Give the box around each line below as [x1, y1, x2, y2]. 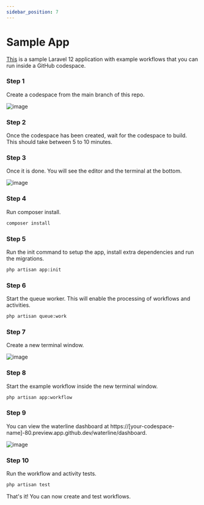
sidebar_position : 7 [6, 9, 59, 15]
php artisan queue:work [6, 313, 67, 320]
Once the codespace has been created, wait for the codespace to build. [6, 132, 188, 139]
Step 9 [6, 409, 26, 417]
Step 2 [6, 118, 26, 126]
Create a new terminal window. [6, 342, 84, 349]
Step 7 [6, 328, 26, 336]
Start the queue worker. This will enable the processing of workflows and [6, 295, 191, 303]
